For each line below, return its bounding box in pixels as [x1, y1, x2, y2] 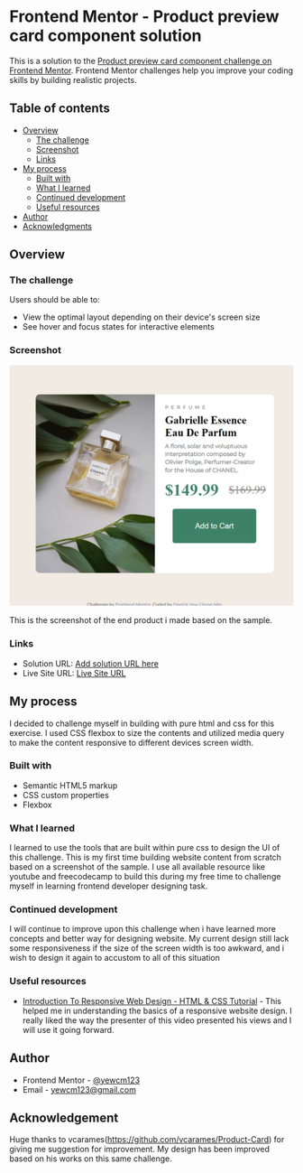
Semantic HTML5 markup [22, 779, 118, 791]
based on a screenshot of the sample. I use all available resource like [9, 861, 266, 872]
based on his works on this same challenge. [9, 1153, 173, 1164]
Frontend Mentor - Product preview [9, 6, 280, 27]
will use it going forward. [22, 1024, 115, 1035]
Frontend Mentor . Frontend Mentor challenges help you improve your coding [9, 65, 294, 76]
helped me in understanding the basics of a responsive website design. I [22, 1005, 292, 1016]
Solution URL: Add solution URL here [22, 657, 160, 669]
